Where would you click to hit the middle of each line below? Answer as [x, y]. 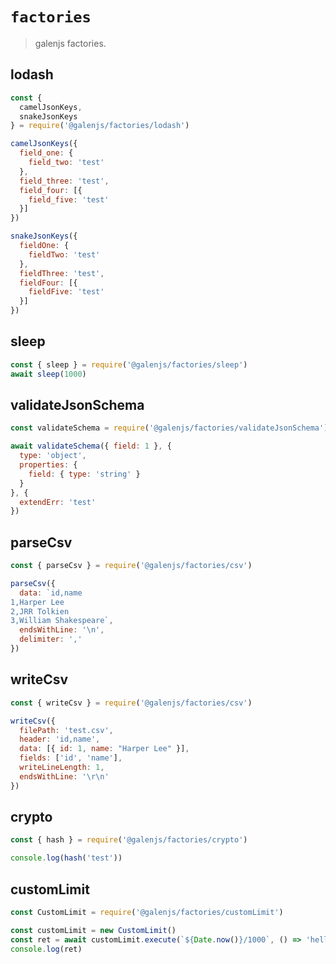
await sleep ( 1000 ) [48, 374]
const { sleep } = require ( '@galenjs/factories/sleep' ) [129, 364]
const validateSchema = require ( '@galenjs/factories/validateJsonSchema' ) [169, 428]
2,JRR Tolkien [40, 611]
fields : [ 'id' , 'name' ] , [71, 758]
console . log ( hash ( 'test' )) [66, 858]
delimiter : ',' [51, 639]
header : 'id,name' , [60, 739]
